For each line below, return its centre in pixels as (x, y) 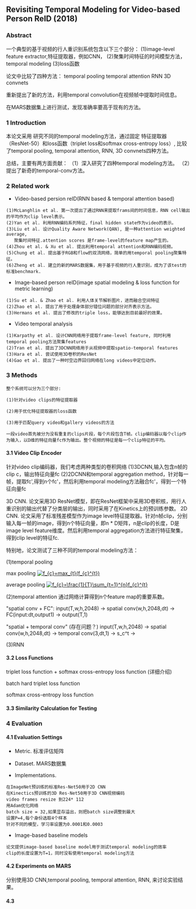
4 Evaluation (24, 723)
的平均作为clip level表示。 (37, 217)
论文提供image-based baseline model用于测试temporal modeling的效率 (86, 847)
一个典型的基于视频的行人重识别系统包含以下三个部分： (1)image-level (90, 49)
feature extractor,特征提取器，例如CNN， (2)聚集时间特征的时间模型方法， (96, 56)
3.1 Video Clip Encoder (34, 453)
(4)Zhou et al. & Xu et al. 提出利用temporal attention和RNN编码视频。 (91, 247)
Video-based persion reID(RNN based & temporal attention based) (94, 199)
